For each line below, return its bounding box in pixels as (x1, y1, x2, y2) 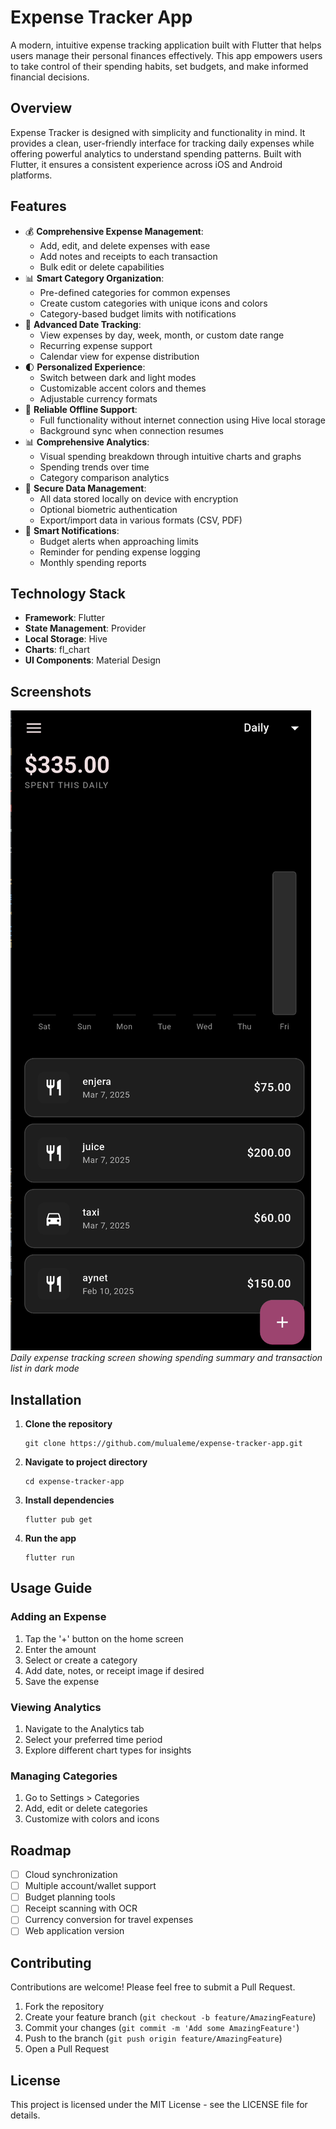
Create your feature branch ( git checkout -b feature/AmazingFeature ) (24, 2011, 317, 2023)
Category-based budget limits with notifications (39, 307, 237, 320)
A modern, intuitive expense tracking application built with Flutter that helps (10, 39, 322, 51)
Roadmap (10, 1842, 72, 1859)
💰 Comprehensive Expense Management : (24, 225, 204, 237)
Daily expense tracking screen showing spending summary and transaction (10, 1352, 323, 1364)
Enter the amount (24, 1643, 97, 1655)
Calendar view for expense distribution (39, 350, 200, 362)
